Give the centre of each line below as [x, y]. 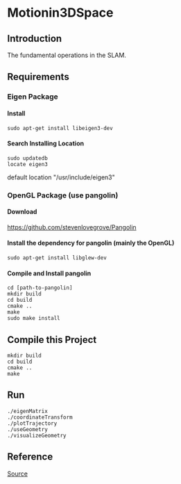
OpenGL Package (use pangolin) [63, 195]
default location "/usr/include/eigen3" [61, 177]
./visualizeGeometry [37, 435]
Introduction [35, 39]
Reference [30, 457]
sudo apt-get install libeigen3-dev [60, 128]
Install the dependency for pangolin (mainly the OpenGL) [91, 243]
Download [22, 212]
